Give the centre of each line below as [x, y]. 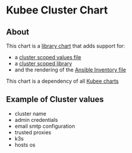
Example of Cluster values [55, 99]
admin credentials [36, 120]
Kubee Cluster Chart [57, 10]
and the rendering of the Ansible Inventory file [70, 70]
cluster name [31, 113]
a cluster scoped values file [48, 57]
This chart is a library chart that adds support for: [65, 46]
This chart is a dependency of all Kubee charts [62, 81]
